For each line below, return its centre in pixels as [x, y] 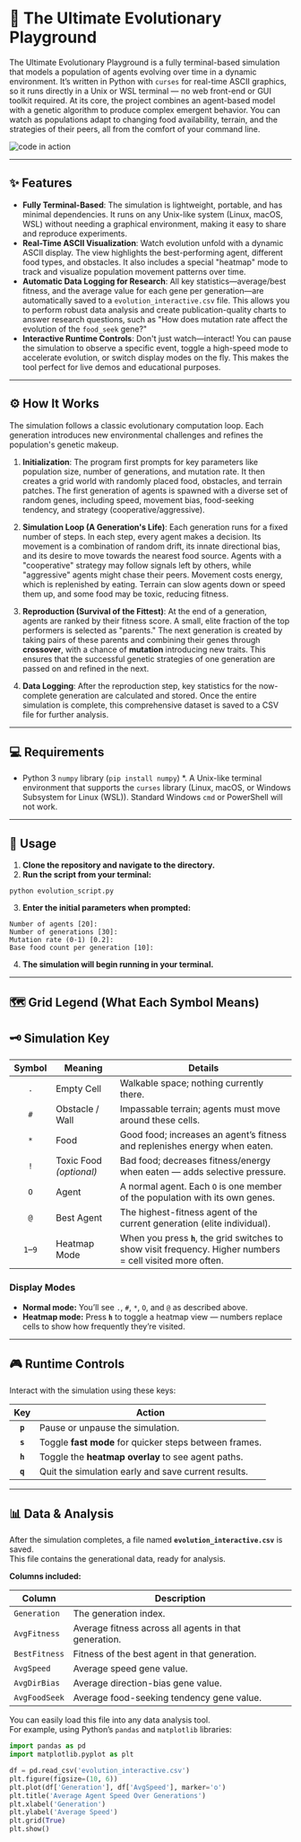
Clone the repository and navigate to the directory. [118, 865]
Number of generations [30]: [64, 932]
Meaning [83, 1068]
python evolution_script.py [62, 891]
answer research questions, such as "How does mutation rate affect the [155, 319]
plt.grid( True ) [38, 1821]
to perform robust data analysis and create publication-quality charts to [154, 310]
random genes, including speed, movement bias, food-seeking [138, 500]
